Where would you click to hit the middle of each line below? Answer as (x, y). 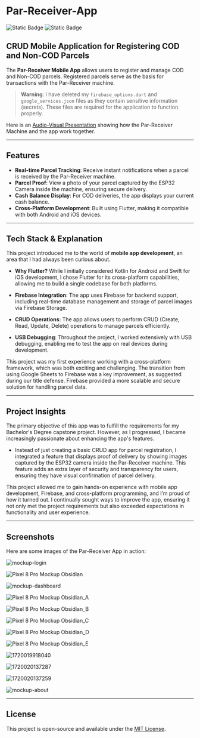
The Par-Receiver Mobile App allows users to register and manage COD (95, 70)
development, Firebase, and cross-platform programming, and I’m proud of (98, 493)
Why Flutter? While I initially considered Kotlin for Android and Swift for (102, 271)
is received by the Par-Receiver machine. (65, 176)
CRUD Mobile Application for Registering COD (93, 46)
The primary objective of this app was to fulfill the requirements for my (93, 426)
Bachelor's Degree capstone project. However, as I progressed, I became (96, 432)
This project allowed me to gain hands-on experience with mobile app (92, 487)
